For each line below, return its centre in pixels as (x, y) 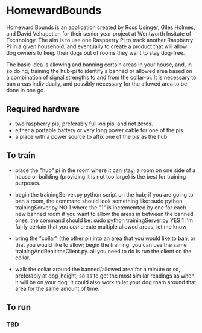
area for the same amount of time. (57, 288)
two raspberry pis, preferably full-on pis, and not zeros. (84, 124)
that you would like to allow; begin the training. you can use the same (101, 244)
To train (21, 155)
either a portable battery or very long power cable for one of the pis (99, 130)
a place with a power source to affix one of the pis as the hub (91, 136)
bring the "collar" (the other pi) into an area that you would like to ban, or (105, 238)
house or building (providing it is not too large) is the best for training (100, 176)
